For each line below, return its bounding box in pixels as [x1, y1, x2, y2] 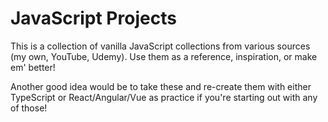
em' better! [10, 61, 56, 73]
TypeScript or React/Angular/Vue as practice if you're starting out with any [10, 91, 318, 103]
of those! [10, 102, 48, 114]
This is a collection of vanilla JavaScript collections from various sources [10, 40, 311, 52]
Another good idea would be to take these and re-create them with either [10, 80, 312, 92]
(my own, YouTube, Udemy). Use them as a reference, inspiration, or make [10, 50, 318, 62]
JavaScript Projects [10, 7, 177, 30]
